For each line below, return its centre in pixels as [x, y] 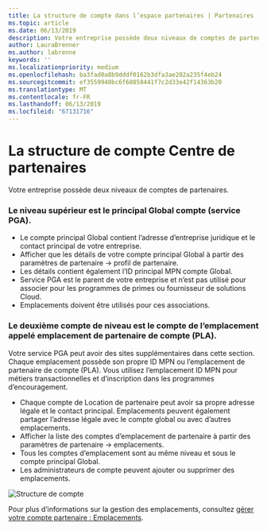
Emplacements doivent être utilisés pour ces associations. [115, 305]
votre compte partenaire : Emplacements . [76, 517]
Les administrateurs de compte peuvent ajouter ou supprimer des [127, 470]
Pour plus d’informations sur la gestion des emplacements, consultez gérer [131, 509]
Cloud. [31, 297]
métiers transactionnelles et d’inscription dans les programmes [111, 378]
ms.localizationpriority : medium [64, 68]
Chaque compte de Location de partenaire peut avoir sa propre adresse [137, 402]
